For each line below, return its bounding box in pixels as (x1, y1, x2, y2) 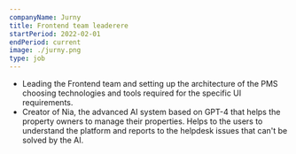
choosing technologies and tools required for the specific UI (21, 88, 242, 98)
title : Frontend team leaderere (9, 21, 129, 30)
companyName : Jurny (9, 12, 82, 22)
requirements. (21, 97, 74, 107)
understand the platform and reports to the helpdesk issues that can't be (21, 126, 288, 135)
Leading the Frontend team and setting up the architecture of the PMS (21, 79, 278, 89)
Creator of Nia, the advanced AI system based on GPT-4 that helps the (21, 107, 281, 117)
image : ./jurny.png (9, 46, 82, 55)
